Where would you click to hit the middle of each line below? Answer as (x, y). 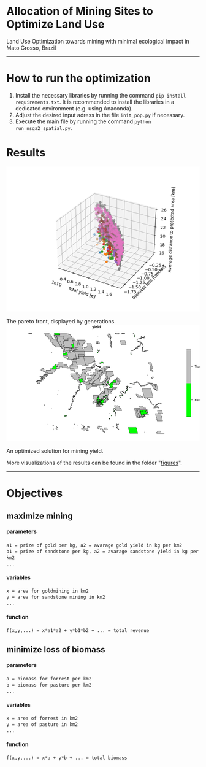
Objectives (35, 494)
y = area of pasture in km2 (42, 725)
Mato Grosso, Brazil (31, 48)
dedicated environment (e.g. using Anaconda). (74, 108)
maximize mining (40, 516)
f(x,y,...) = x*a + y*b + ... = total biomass (67, 758)
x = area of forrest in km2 (42, 719)
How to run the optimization (79, 79)
